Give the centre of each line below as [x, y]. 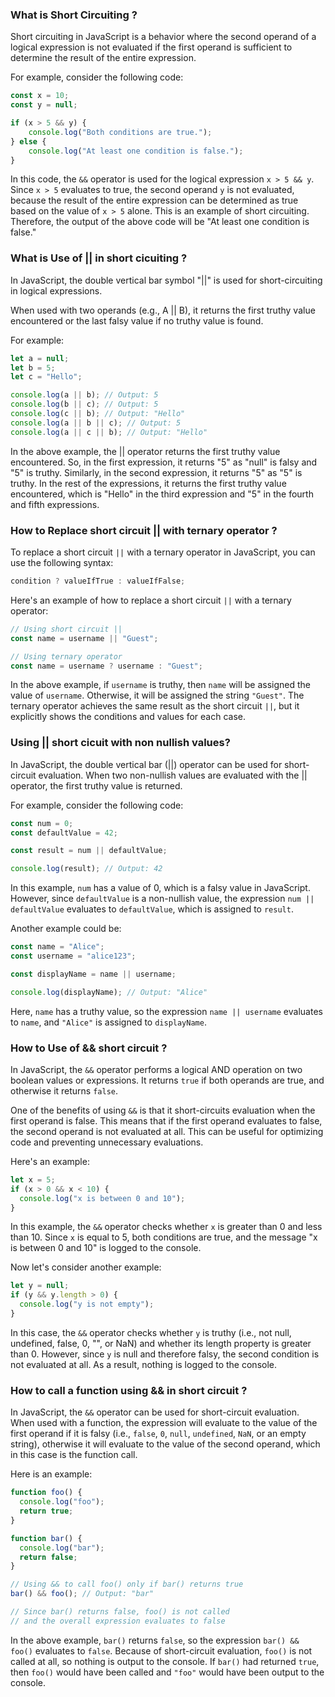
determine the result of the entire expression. [103, 58]
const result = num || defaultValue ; [89, 851]
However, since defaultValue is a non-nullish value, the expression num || [162, 899]
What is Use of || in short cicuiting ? [99, 258]
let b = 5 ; [33, 368]
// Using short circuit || [66, 629]
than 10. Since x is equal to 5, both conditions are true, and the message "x [164, 1237]
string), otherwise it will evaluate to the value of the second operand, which [165, 1444]
